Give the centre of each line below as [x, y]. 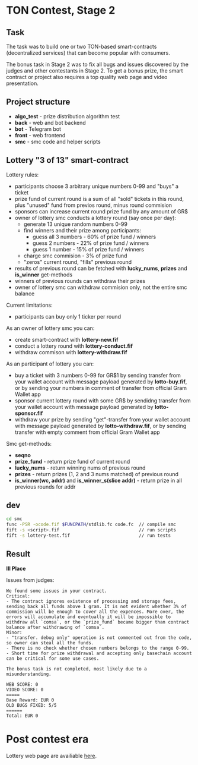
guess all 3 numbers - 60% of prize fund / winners [94, 237]
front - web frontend [40, 135]
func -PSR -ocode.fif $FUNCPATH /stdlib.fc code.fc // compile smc [91, 525]
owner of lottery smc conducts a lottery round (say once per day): [95, 218]
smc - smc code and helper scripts [58, 141]
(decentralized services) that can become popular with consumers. [88, 53]
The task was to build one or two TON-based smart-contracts [82, 46]
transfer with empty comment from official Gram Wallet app [87, 432]
